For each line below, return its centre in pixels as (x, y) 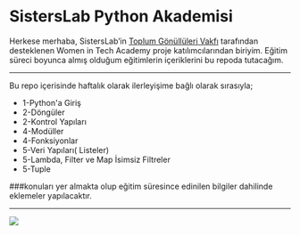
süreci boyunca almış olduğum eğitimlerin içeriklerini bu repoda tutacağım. (146, 60)
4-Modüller (43, 131)
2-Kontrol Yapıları (54, 121)
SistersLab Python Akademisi (121, 16)
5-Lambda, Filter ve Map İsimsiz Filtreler (96, 159)
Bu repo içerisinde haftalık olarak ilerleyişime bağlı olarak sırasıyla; (131, 85)
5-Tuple (36, 169)
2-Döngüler (43, 112)
